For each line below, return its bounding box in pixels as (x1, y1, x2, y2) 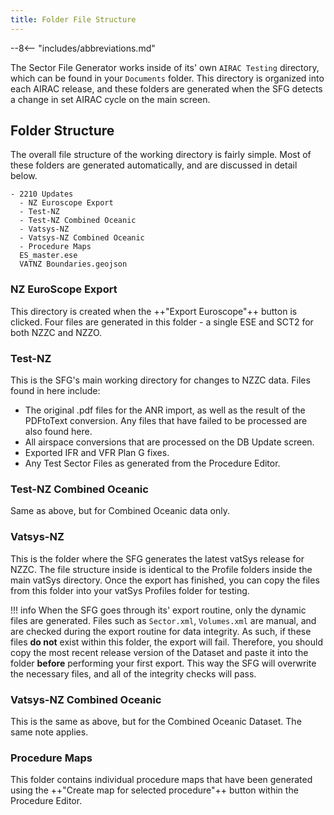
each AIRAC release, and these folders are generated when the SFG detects (10, 82, 323, 95)
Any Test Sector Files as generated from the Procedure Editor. (24, 457, 281, 470)
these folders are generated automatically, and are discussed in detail (10, 159, 298, 171)
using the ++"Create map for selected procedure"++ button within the (10, 784, 299, 796)
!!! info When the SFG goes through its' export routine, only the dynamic (10, 604, 307, 616)
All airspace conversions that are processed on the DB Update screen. (24, 436, 315, 448)
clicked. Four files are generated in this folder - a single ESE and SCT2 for (10, 316, 314, 328)
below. (10, 170, 38, 182)
